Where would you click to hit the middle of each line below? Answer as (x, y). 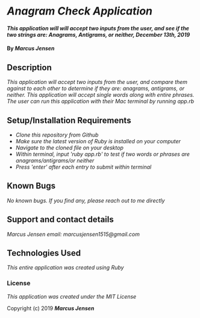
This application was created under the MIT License (72, 296)
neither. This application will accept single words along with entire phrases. (101, 95)
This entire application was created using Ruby (65, 268)
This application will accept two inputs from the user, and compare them (97, 82)
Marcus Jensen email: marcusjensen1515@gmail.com (73, 234)
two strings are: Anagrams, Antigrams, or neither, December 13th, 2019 (98, 34)
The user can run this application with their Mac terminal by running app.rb (101, 102)
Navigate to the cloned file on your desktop (70, 148)
